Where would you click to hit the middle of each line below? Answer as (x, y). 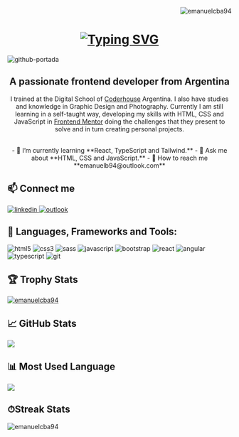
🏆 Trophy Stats (43, 280)
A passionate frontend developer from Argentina (119, 82)
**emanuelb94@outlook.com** (119, 165)
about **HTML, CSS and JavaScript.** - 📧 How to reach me (119, 158)
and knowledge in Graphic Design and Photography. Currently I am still (119, 106)
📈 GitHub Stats (42, 323)
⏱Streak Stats (39, 410)
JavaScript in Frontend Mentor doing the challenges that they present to (119, 122)
